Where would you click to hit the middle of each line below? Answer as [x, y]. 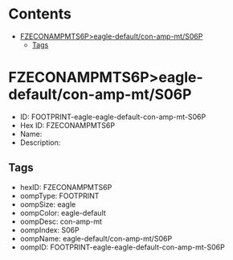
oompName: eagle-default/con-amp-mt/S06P [96, 238]
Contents [40, 14]
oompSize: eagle [48, 204]
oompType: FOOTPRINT [59, 196]
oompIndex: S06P [49, 229]
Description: [40, 142]
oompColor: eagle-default [63, 213]
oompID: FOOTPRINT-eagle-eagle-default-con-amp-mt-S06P [122, 247]
